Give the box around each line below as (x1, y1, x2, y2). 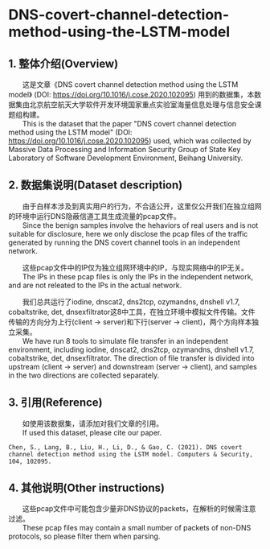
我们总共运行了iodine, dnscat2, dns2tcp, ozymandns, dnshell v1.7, (22, 296, 240, 307)
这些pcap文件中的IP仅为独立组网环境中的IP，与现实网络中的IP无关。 (22, 262, 249, 272)
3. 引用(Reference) (8, 396, 103, 410)
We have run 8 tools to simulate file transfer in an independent (22, 336, 229, 345)
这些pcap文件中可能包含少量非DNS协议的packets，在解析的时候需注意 (22, 504, 256, 514)
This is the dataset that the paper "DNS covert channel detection (22, 119, 237, 128)
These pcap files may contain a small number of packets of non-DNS (22, 523, 252, 533)
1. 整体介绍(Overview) (8, 56, 119, 70)
